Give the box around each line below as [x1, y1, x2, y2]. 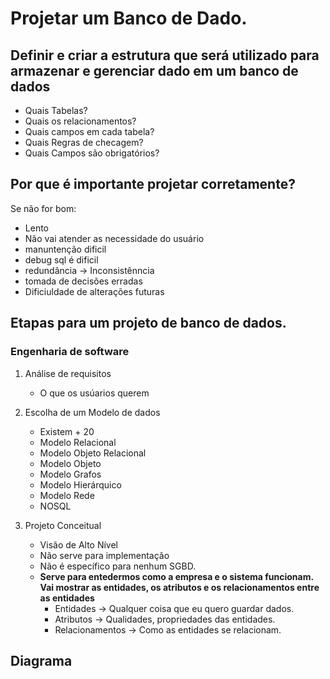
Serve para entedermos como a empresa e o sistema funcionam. [39, 570, 314, 582]
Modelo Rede [39, 489, 95, 501]
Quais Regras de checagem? [24, 137, 144, 148]
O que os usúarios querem [39, 387, 150, 399]
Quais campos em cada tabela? [24, 126, 155, 137]
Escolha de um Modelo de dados [24, 406, 161, 418]
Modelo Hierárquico [39, 478, 122, 491]
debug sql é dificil [24, 253, 99, 266]
